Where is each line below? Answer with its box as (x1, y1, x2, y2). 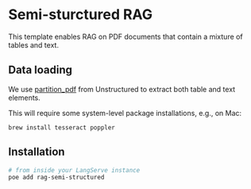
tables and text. (8, 40, 60, 49)
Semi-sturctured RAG (8, 6, 153, 24)
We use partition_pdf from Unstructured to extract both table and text (8, 84, 236, 94)
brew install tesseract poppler (8, 123, 115, 132)
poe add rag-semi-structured (8, 173, 105, 182)
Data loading (8, 64, 73, 77)
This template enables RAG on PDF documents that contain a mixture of (8, 32, 244, 41)
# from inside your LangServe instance (8, 166, 141, 174)
